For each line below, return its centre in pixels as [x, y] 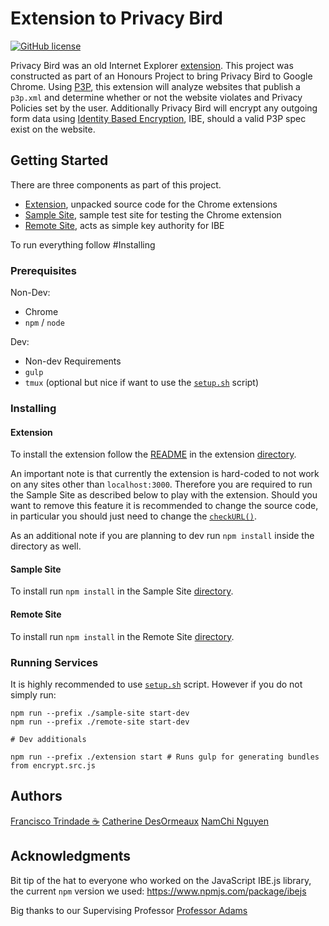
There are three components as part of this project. [116, 184]
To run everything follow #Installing [83, 244]
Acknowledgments [71, 856]
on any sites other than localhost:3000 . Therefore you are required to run [161, 484]
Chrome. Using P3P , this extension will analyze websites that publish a [155, 86]
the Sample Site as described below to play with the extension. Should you [164, 495]
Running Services [54, 662]
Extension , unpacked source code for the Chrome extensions [151, 204]
